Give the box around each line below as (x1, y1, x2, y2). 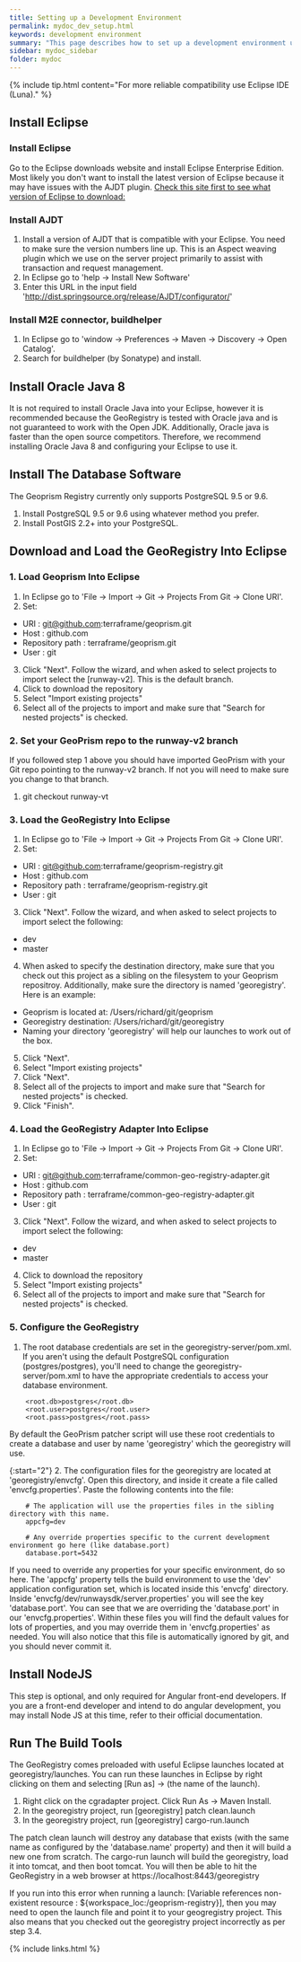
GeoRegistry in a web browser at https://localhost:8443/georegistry (9, 1870, 260, 1881)
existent (9, 1897, 39, 1908)
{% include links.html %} (9, 1943, 100, 1954)
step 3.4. (9, 1926, 42, 1937)
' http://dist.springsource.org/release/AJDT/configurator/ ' (21, 291, 233, 302)
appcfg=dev (25, 1517, 66, 1526)
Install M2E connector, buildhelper (9, 313, 163, 326)
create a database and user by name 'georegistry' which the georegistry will (9, 1438, 291, 1448)
